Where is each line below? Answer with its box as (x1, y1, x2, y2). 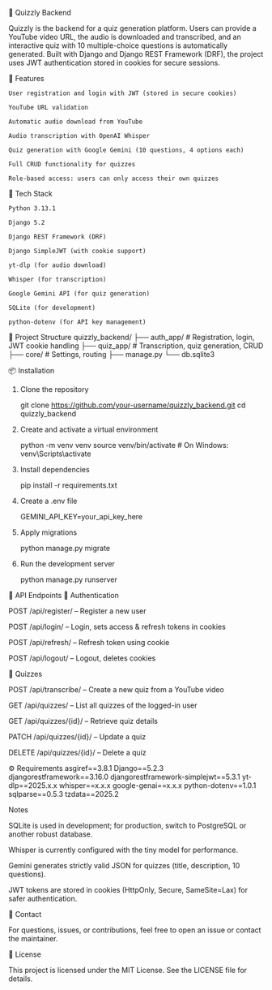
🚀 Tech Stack (8, 189, 53, 198)
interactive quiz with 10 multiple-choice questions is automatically (8, 41, 228, 50)
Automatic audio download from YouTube (8, 118, 143, 126)
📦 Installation (8, 366, 55, 375)
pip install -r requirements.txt (19, 480, 117, 490)
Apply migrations (19, 527, 78, 537)
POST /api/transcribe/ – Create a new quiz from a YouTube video (8, 685, 224, 694)
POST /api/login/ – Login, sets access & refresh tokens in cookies (8, 622, 227, 631)
